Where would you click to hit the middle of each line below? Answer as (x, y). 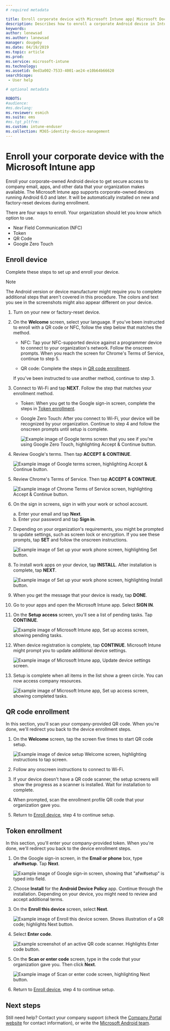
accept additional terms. (38, 899)
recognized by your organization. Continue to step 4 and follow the (90, 423)
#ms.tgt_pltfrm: (23, 122)
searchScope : (19, 76)
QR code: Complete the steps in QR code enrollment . (75, 368)
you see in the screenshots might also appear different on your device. (79, 302)
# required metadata (27, 10)
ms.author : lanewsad (27, 38)
